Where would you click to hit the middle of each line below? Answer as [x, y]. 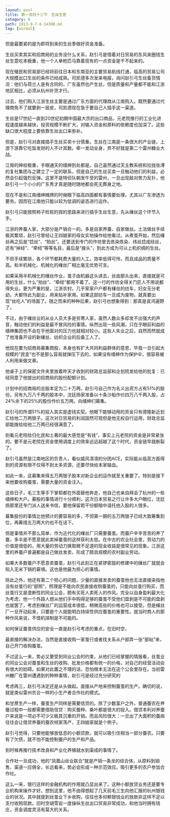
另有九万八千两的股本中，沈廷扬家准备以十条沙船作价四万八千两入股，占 [89, 395]
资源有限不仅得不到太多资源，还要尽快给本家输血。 [67, 465]
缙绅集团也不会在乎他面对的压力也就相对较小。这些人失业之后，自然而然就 [83, 331]
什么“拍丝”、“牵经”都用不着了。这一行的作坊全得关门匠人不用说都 [95, 282]
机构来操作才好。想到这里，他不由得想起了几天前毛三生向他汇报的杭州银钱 [87, 791]
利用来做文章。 [25, 361]
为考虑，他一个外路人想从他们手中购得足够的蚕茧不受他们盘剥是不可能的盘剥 [85, 599]
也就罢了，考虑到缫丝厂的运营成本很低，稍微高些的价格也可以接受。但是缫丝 [85, 606]
